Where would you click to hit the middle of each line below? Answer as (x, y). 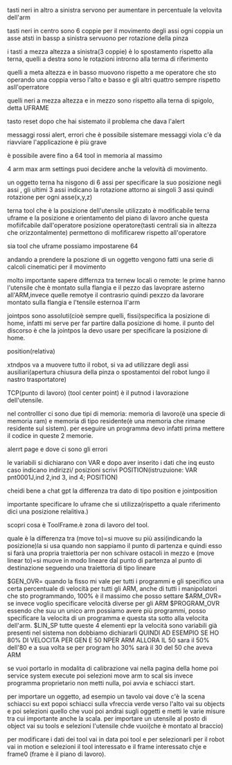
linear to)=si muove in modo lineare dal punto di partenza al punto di (105, 560)
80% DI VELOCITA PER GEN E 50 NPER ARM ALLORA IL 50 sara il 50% (108, 640)
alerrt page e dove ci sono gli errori (57, 449)
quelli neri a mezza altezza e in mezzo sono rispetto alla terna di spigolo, (111, 100)
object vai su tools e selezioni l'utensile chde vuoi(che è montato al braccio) (115, 726)
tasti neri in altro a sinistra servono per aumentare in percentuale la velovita (115, 10)
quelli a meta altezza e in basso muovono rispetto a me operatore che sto (112, 72)
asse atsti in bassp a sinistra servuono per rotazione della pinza (98, 38)
